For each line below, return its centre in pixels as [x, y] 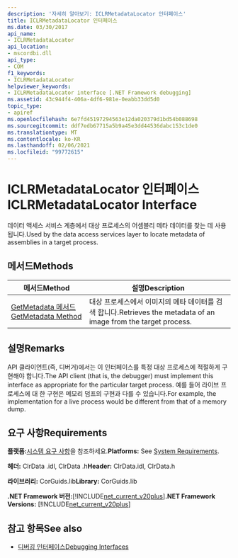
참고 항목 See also [45, 528]
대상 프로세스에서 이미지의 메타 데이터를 [152, 302]
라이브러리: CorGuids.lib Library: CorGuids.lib [72, 482]
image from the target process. [141, 321]
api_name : [22, 34]
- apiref [20, 113]
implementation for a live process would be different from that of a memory [117, 402]
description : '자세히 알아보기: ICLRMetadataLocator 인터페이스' [97, 14]
